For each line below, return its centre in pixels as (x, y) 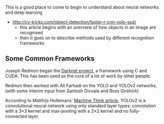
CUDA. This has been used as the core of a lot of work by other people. (78, 76)
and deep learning (24, 12)
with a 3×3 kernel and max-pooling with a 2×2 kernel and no (67, 111)
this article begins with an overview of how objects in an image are (88, 27)
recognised (31, 32)
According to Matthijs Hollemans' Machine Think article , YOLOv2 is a (76, 100)
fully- (135, 111)
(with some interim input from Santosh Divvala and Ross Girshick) (72, 91)
